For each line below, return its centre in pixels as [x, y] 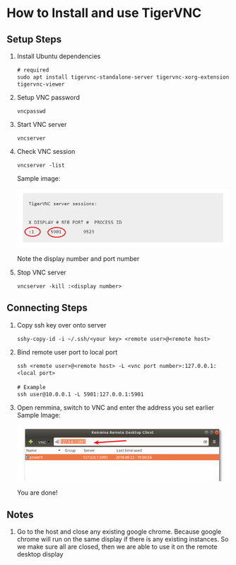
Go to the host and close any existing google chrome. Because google [119, 532]
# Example [31, 387]
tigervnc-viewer [41, 84]
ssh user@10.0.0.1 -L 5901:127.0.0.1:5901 [80, 394]
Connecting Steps [47, 308]
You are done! [37, 492]
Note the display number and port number [78, 259]
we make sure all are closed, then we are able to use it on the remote [117, 547]
